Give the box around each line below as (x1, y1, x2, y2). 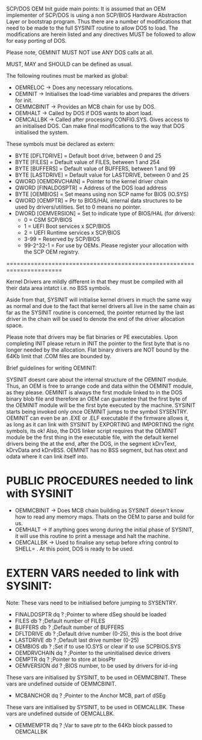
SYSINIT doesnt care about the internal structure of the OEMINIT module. (6, 376, 188, 383)
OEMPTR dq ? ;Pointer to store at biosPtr (14, 656, 116, 663)
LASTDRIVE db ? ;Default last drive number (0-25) (14, 636, 139, 644)
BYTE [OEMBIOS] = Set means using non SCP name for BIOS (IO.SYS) (14, 191, 189, 198)
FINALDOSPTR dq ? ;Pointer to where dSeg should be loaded (14, 610, 167, 618)
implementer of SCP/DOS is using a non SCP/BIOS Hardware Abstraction (6, 11, 188, 19)
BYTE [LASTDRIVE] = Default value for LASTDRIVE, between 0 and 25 (14, 171, 189, 179)
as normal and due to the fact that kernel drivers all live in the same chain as (6, 303, 195, 309)
